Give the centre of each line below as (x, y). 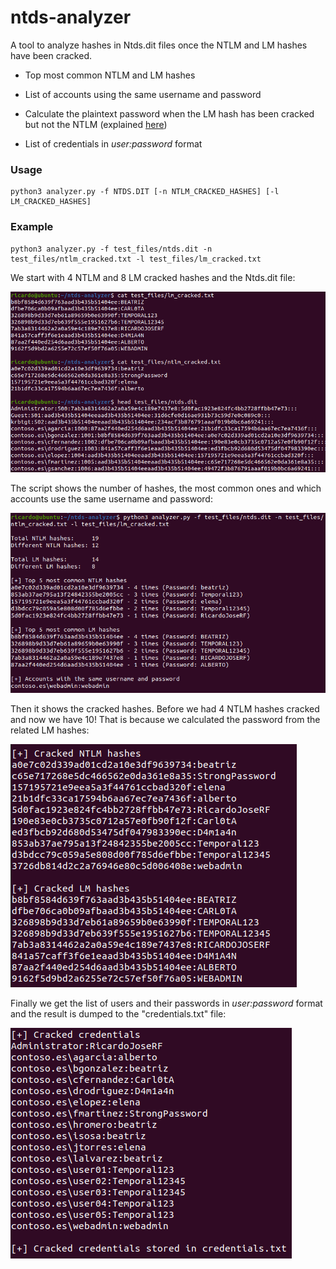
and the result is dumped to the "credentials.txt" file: (118, 1013)
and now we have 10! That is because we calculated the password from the (165, 719)
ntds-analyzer (71, 17)
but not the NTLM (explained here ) (96, 124)
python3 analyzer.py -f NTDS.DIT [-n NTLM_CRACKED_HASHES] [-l (145, 192)
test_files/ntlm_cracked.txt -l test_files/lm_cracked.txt (136, 259)
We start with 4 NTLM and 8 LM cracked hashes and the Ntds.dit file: (153, 277)
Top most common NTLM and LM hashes (110, 75)
